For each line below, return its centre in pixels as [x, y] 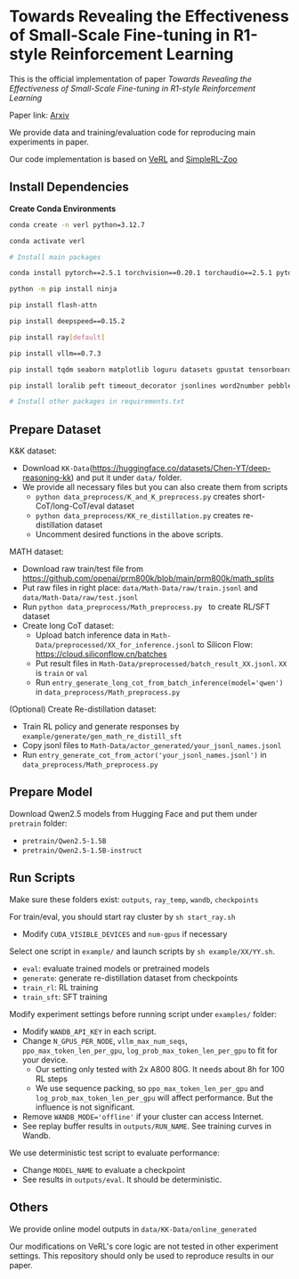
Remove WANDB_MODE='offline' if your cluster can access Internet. [143, 1116]
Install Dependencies [69, 187]
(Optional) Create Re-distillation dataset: [83, 709]
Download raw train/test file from [83, 569]
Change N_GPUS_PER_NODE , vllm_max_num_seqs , [105, 1040]
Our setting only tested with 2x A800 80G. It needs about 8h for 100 [160, 1069]
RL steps [52, 1079]
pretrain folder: [38, 823]
